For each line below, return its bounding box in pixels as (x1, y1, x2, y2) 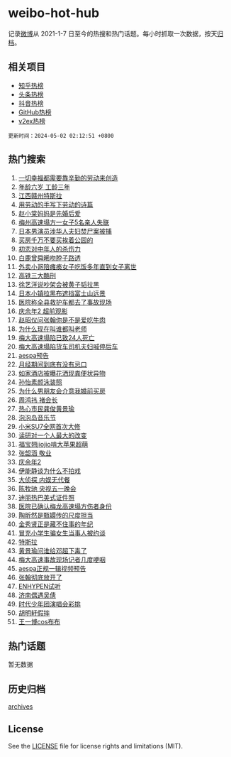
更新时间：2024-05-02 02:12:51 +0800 (8, 132, 114, 139)
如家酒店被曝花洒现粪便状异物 (18, 369, 106, 377)
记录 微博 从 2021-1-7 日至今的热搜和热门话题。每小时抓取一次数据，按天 (8, 29, 218, 38)
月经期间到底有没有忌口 (18, 360, 87, 369)
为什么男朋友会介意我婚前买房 (18, 386, 106, 395)
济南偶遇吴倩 (18, 591, 56, 599)
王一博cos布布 (18, 617, 61, 626)
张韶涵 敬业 (18, 449, 52, 457)
